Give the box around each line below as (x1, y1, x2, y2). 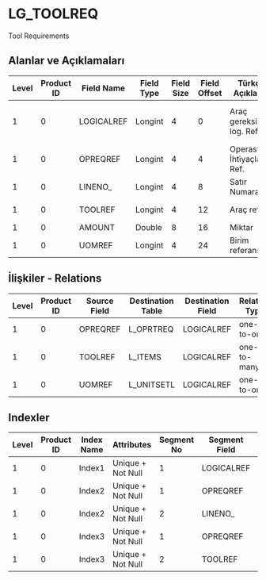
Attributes (112, 440, 152, 451)
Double (135, 221, 162, 232)
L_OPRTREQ (128, 323, 174, 334)
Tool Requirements (8, 31, 70, 40)
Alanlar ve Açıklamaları (8, 54, 125, 67)
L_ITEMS (128, 351, 161, 362)
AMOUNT (78, 221, 116, 232)
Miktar (229, 221, 254, 232)
